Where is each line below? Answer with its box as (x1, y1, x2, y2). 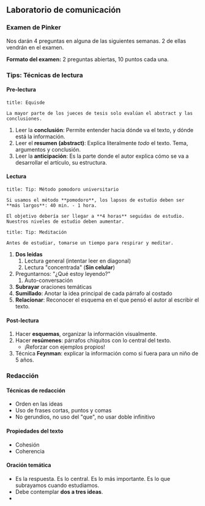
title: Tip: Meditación (6, 229, 67, 236)
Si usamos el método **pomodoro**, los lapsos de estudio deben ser (6, 197, 185, 204)
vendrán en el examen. (6, 43, 64, 51)
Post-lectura (6, 316, 39, 324)
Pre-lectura (6, 86, 37, 94)
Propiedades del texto (6, 427, 64, 434)
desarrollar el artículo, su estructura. (15, 158, 107, 166)
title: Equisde (6, 99, 45, 106)
